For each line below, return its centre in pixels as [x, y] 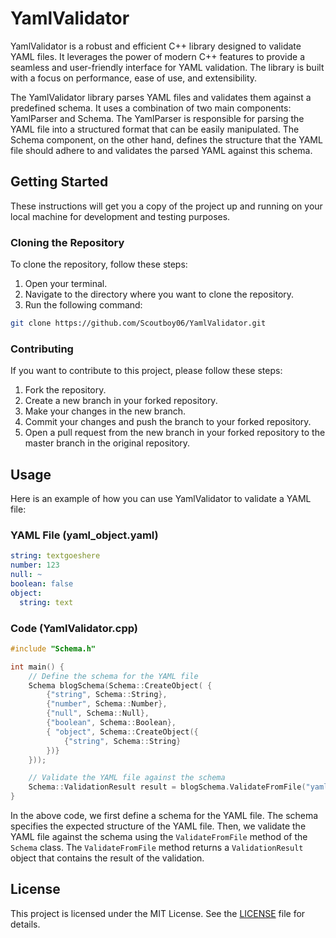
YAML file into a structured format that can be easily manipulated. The [155, 129]
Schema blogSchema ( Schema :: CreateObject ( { [120, 685]
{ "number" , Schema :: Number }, [107, 704]
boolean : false [42, 583]
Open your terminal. [66, 284]
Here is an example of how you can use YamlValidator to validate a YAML [161, 499]
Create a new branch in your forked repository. [121, 401]
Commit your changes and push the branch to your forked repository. [168, 422]
